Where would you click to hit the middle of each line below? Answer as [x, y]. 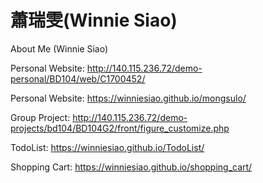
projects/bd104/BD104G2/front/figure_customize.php [120, 128]
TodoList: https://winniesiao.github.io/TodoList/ [107, 147]
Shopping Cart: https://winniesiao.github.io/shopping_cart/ [131, 167]
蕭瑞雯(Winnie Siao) [94, 20]
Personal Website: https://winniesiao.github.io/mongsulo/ [128, 98]
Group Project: [40, 117]
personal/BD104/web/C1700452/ [78, 78]
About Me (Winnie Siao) [59, 48]
